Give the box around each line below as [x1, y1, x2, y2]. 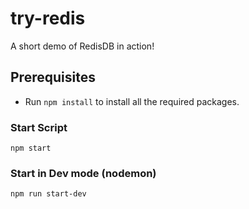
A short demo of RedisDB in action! [10, 40, 155, 52]
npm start [10, 143, 52, 154]
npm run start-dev [10, 189, 87, 199]
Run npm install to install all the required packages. [24, 95, 240, 107]
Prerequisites [10, 69, 96, 86]
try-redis [10, 7, 86, 30]
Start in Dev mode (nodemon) [10, 166, 157, 180]
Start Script [10, 120, 68, 134]
